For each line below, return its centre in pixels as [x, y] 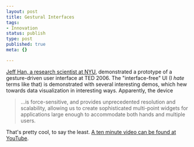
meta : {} [17, 50]
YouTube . [18, 138]
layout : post [22, 11]
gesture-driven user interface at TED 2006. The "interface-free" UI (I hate [95, 78]
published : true [26, 45]
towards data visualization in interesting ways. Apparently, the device [90, 90]
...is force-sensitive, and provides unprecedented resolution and [98, 102]
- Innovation [22, 28]
